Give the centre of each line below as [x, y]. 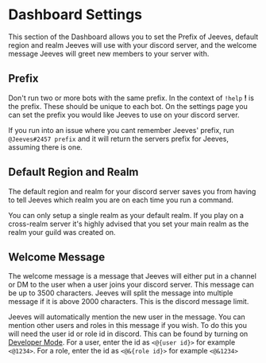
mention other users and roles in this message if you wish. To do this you [128, 326]
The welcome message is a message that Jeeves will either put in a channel [132, 276]
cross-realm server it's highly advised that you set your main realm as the [129, 224]
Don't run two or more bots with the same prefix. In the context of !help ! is [131, 98]
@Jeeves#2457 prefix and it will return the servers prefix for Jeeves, [118, 139]
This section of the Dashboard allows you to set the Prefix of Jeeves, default [133, 37]
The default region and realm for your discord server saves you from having [132, 191]
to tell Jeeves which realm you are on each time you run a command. [121, 200]
